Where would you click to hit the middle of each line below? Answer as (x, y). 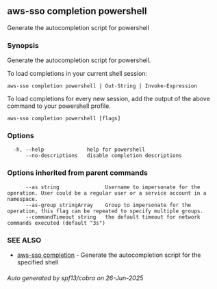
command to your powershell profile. (59, 106)
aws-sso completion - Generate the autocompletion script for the (109, 255)
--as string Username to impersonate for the (113, 187)
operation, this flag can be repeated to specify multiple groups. (105, 211)
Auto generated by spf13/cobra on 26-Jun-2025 (75, 278)
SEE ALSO (24, 240)
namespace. (23, 199)
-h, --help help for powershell (79, 150)
